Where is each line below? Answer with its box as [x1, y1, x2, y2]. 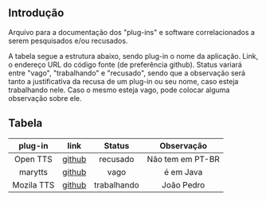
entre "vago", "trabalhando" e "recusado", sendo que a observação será [8, 68, 245, 78]
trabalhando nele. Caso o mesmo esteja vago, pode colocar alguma [8, 85, 230, 95]
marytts [18, 166, 48, 177]
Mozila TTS [12, 179, 55, 190]
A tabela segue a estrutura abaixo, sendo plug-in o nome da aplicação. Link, [8, 51, 259, 60]
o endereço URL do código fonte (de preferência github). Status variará [8, 60, 243, 69]
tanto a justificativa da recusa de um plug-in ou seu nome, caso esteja [8, 76, 239, 86]
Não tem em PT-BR [147, 153, 221, 164]
